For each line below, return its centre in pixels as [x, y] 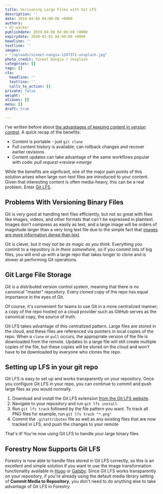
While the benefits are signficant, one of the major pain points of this [73, 171]
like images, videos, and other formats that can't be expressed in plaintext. [80, 219]
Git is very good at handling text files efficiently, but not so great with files [79, 214]
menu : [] [14, 104]
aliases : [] [17, 100]
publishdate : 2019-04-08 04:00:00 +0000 [47, 32]
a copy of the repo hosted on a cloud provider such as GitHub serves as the [81, 311]
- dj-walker [17, 28]
